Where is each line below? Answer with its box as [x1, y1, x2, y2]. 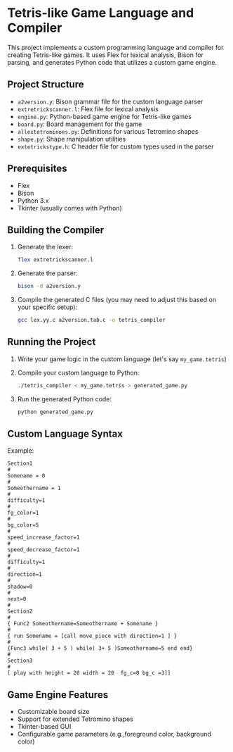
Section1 [7, 460, 33, 468]
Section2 [7, 608, 33, 615]
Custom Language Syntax [7, 427, 123, 439]
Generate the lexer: [17, 243, 74, 251]
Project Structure [7, 79, 84, 91]
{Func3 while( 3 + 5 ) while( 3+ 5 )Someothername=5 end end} [7, 645, 193, 652]
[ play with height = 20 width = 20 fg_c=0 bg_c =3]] [7, 670, 171, 677]
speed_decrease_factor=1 [7, 546, 80, 553]
